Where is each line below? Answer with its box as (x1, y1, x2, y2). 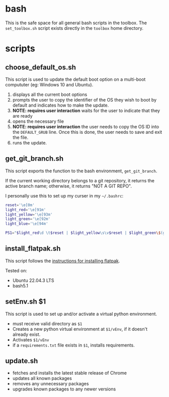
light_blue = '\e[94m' (5, 221, 49, 226)
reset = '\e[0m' (5, 203, 35, 208)
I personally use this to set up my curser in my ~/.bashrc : (5, 192, 124, 199)
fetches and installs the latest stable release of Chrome (12, 370, 127, 376)
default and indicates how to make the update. (12, 102, 109, 108)
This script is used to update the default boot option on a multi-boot (5, 76, 146, 82)
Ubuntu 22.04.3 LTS (12, 277, 54, 283)
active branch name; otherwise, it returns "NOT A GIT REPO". (5, 183, 132, 189)
